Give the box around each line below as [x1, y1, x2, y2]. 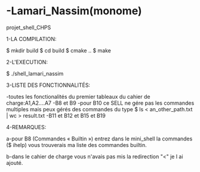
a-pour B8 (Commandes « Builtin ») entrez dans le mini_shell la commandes [6, 135, 193, 142]
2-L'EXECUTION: [6, 58, 48, 65]
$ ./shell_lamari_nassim [6, 70, 64, 77]
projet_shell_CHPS [6, 24, 51, 31]
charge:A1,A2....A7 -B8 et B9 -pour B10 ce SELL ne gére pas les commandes [6, 99, 195, 107]
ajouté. [6, 159, 23, 166]
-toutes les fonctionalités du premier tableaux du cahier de [6, 93, 150, 100]
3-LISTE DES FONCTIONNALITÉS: [6, 82, 91, 89]
